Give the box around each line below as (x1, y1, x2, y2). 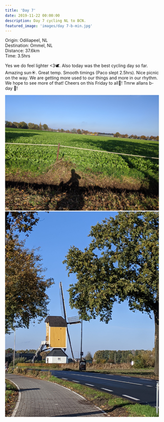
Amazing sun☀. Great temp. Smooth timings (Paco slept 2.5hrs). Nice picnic (5, 70, 159, 76)
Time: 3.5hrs (5, 53, 31, 59)
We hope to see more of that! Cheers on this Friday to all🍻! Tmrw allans (5, 80, 148, 86)
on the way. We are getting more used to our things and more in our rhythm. (5, 75, 158, 81)
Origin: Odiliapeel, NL (5, 37, 48, 44)
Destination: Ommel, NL (5, 43, 53, 48)
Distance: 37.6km (5, 48, 40, 54)
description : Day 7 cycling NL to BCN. (5, 18, 86, 23)
